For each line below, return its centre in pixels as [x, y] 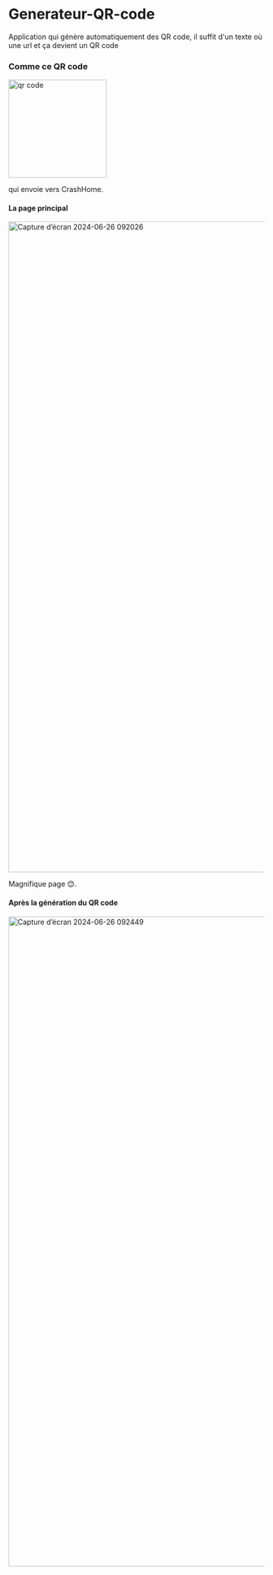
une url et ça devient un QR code [64, 45]
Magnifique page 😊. [43, 884]
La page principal [38, 207]
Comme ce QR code [48, 66]
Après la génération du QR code [63, 903]
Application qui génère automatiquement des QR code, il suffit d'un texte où [135, 37]
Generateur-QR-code [82, 14]
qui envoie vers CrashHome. [56, 190]
